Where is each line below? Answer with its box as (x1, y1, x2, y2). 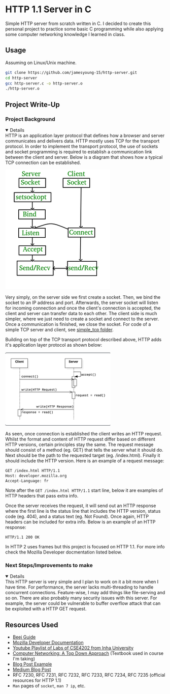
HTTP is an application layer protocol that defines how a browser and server (5, 132, 165, 138)
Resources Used (5, 620, 58, 629)
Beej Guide (12, 634, 36, 640)
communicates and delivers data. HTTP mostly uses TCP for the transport (5, 137, 160, 144)
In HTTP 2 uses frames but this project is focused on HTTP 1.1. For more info (5, 543, 165, 549)
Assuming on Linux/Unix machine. (5, 60, 77, 66)
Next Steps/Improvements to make (5, 562, 93, 569)
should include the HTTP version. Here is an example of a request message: (5, 457, 164, 464)
